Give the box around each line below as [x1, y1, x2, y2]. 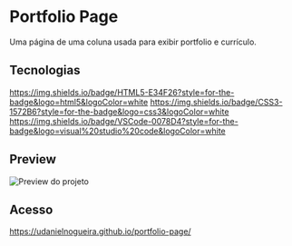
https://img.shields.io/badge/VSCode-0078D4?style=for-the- [9, 115, 238, 126]
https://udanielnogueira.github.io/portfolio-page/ [9, 226, 192, 237]
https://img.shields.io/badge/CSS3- [150, 96, 283, 107]
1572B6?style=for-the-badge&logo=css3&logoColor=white [9, 106, 229, 117]
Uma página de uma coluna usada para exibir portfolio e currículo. [9, 36, 257, 47]
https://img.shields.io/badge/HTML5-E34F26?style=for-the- [9, 86, 235, 97]
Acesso [9, 202, 54, 217]
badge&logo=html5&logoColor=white [9, 96, 149, 107]
